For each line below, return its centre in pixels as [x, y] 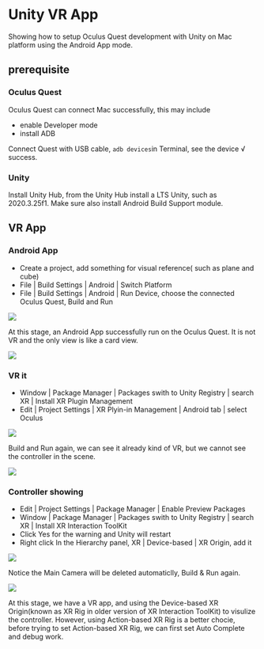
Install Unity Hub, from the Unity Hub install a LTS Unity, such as [113, 195]
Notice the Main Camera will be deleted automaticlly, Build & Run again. [124, 573]
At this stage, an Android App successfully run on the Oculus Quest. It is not [132, 332]
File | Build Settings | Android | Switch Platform [96, 285]
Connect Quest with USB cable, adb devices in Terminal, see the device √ [127, 149]
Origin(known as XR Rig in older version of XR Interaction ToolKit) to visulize [132, 612]
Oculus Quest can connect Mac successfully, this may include [109, 109]
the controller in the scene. [52, 456]
